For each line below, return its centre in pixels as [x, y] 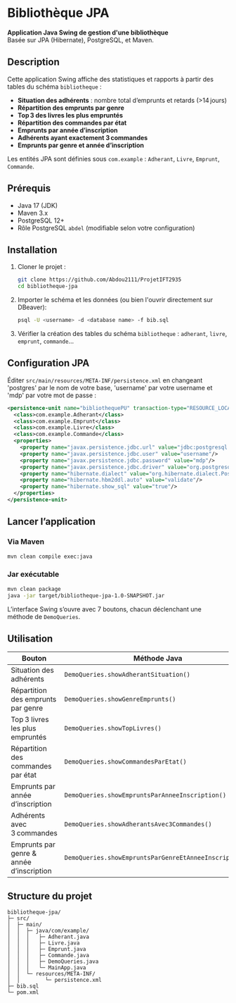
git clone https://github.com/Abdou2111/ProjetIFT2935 [99, 280]
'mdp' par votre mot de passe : [52, 395]
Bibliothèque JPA [59, 13]
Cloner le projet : [42, 267]
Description [33, 62]
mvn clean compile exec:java [50, 556]
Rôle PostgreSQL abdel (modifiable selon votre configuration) [106, 228]
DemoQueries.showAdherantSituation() [127, 675]
